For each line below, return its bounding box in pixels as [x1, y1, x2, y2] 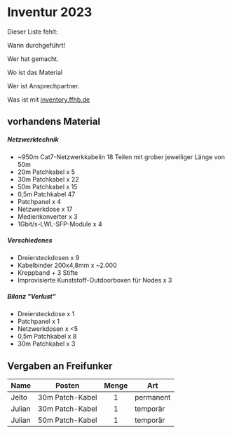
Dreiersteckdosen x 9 [17, 254, 80, 262]
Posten [55, 381, 80, 391]
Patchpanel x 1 [17, 317, 60, 326]
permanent [134, 393, 171, 402]
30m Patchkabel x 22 [17, 175, 79, 184]
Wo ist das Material [7, 68, 63, 76]
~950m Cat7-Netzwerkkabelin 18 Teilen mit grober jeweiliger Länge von [17, 153, 226, 161]
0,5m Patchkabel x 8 [17, 332, 77, 341]
